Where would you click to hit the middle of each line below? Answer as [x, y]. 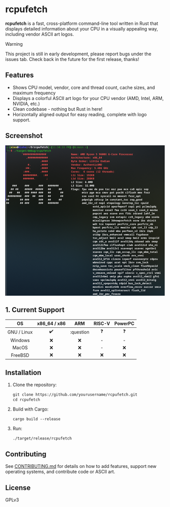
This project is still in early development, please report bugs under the [78, 54]
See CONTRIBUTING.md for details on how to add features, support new [81, 466]
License [18, 487]
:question [80, 332]
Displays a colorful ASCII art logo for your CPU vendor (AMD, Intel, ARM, [88, 98]
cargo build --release [36, 419]
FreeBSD [20, 355]
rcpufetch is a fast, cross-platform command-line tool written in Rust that [82, 23]
